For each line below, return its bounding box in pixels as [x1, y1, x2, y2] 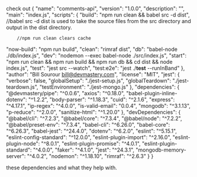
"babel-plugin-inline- [126, 90, 177, 96]
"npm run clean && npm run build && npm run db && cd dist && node [6, 59, 173, 65]
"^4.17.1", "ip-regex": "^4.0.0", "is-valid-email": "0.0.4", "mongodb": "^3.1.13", [6, 102, 191, 109]
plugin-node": [6, 140, 40, 147]
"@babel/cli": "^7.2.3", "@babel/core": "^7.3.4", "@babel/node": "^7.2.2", [6, 115, 182, 122]
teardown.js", [6, 83, 38, 91]
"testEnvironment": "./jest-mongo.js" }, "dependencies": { [39, 83, 180, 91]
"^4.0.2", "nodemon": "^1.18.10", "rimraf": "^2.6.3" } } [27, 153, 154, 159]
